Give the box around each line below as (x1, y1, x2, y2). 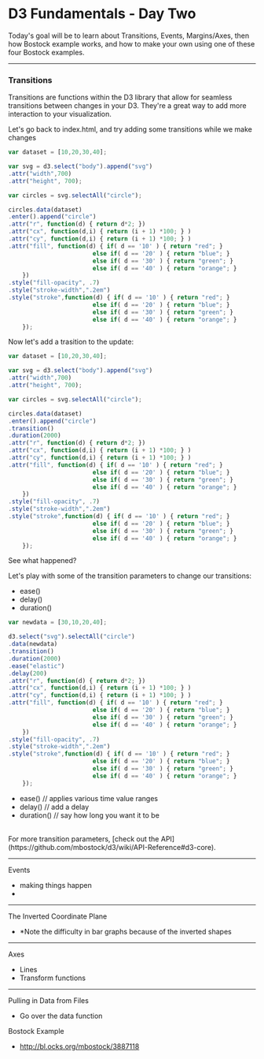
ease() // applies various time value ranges (19, 793, 159, 803)
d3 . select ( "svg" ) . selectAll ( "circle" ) (8, 632, 135, 641)
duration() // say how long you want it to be (19, 810, 159, 820)
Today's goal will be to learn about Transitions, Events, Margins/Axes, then (8, 31, 250, 40)
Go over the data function (19, 1011, 103, 1020)
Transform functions (19, 973, 86, 983)
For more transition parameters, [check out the (8, 833, 159, 844)
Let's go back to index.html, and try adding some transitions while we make (8, 125, 253, 134)
